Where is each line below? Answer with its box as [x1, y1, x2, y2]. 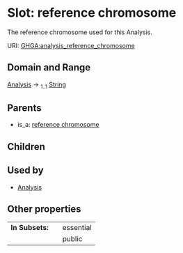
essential [62, 223, 92, 233]
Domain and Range [7, 61, 91, 74]
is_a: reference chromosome [17, 121, 100, 129]
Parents [7, 102, 42, 114]
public [62, 234, 83, 244]
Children [7, 141, 45, 153]
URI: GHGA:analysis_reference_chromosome [7, 41, 135, 49]
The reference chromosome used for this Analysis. [7, 28, 153, 36]
